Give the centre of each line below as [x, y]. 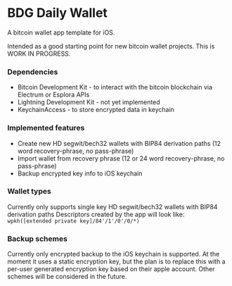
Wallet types [29, 192]
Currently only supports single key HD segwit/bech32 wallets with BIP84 [112, 206]
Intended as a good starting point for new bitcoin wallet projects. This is [111, 46]
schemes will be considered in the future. [67, 277]
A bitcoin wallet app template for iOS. [61, 32]
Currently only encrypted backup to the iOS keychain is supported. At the [114, 254]
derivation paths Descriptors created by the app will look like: [96, 214]
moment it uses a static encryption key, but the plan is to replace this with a [117, 261]
